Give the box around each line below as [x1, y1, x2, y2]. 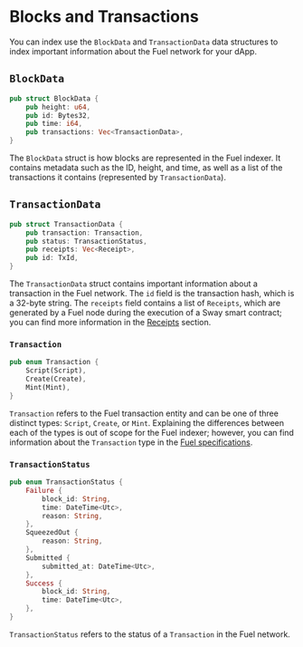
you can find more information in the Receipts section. [9, 317, 212, 328]
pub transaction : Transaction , [25, 228, 144, 237]
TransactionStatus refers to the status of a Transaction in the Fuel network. [9, 628, 291, 640]
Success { [25, 578, 63, 588]
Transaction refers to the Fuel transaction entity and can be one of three [9, 408, 279, 419]
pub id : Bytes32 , [25, 111, 91, 120]
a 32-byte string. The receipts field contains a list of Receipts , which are [9, 297, 281, 309]
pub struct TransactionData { [9, 219, 124, 228]
